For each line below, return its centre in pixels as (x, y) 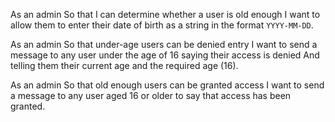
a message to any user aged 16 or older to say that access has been (151, 95)
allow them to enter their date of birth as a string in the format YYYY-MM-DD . (162, 25)
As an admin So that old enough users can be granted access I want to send (167, 85)
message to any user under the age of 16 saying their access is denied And (165, 55)
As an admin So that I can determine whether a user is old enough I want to (165, 14)
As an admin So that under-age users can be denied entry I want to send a (164, 44)
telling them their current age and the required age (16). (124, 65)
